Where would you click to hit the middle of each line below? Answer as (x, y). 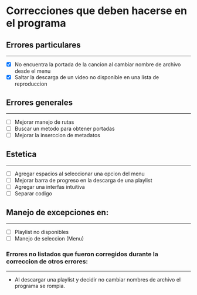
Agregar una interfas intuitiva (50, 187)
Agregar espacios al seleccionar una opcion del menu (79, 174)
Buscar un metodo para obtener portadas (65, 128)
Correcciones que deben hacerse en (97, 11)
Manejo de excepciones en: (57, 212)
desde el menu (33, 71)
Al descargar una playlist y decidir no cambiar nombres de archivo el (97, 280)
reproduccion (31, 84)
